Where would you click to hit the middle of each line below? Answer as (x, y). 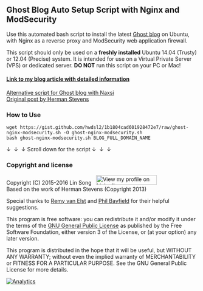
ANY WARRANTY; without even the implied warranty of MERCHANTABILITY (101, 256)
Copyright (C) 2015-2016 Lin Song (49, 182)
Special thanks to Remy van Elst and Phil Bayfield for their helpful (88, 200)
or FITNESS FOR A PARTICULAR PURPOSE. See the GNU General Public (97, 263)
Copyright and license (40, 165)
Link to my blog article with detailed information (68, 79)
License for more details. (37, 269)
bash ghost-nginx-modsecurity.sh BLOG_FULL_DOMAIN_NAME (78, 138)
